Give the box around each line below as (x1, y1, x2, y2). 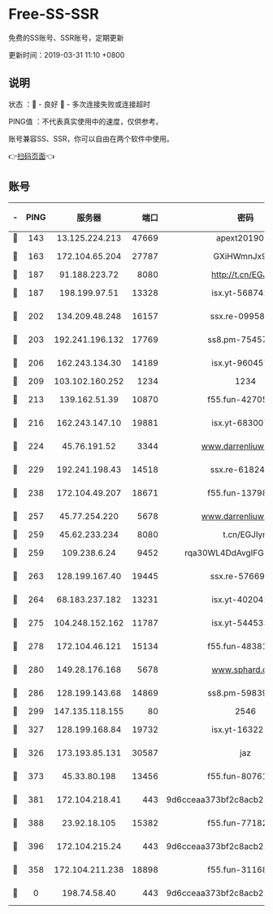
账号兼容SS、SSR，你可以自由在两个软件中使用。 (8, 133, 174, 143)
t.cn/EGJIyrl (223, 529, 268, 540)
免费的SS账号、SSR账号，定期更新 (8, 32, 124, 42)
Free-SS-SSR (8, 5, 99, 24)
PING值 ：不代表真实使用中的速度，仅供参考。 (8, 116, 163, 126)
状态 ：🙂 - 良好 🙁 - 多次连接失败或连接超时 (8, 99, 150, 109)
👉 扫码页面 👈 (8, 151, 55, 161)
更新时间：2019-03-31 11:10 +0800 (8, 50, 125, 59)
